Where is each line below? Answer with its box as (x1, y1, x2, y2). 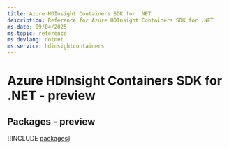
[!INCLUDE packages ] (7, 134, 71, 142)
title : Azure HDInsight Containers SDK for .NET (7, 10, 152, 17)
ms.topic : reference (7, 29, 68, 37)
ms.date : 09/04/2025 (7, 23, 68, 30)
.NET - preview (7, 88, 96, 104)
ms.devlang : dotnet (7, 36, 64, 43)
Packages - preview (7, 115, 96, 127)
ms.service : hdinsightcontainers (7, 43, 105, 50)
